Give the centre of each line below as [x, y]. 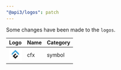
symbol [56, 55]
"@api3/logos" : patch [33, 12]
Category [58, 43]
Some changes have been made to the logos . [61, 30]
